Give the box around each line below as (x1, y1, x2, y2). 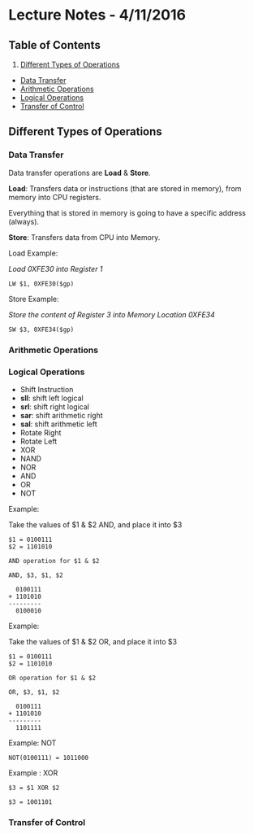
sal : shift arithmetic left (19, 419, 97, 429)
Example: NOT (8, 738, 57, 748)
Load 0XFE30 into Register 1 (8, 264, 103, 273)
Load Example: (8, 248, 58, 258)
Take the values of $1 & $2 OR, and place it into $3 (8, 636, 177, 646)
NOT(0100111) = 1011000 (8, 753, 89, 762)
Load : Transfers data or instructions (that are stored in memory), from (8, 183, 242, 193)
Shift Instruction (19, 384, 74, 394)
